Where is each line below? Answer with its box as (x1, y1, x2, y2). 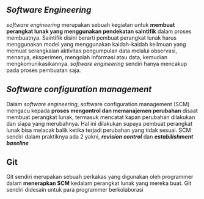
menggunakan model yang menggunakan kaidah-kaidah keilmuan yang (6, 40, 186, 48)
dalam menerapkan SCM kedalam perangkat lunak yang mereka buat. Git (6, 179, 192, 187)
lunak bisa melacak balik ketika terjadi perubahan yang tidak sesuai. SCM (6, 126, 191, 134)
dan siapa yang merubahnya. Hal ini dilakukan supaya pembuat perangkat (6, 120, 192, 127)
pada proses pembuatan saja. (6, 67, 81, 74)
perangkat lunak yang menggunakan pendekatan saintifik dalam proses (6, 27, 192, 35)
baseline (6, 139, 29, 147)
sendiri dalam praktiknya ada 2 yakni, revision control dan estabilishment (6, 132, 194, 140)
